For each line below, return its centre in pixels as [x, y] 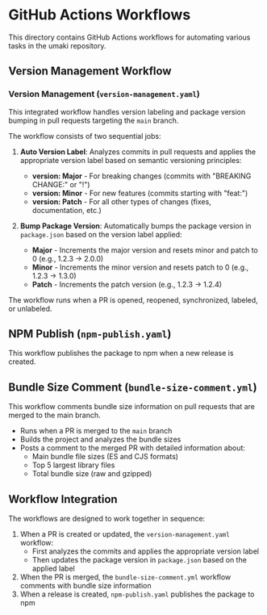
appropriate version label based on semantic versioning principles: [131, 160]
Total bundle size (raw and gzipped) [92, 474]
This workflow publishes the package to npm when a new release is [121, 354]
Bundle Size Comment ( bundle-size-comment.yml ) [133, 387]
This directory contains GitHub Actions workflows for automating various [129, 37]
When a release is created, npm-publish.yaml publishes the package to [137, 594]
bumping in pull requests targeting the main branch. [94, 120]
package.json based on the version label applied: [101, 234]
